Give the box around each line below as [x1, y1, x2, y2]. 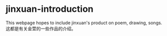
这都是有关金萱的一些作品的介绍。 [5, 26, 76, 32]
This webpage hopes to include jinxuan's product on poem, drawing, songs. [5, 20, 162, 26]
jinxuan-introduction [5, 3, 94, 15]
